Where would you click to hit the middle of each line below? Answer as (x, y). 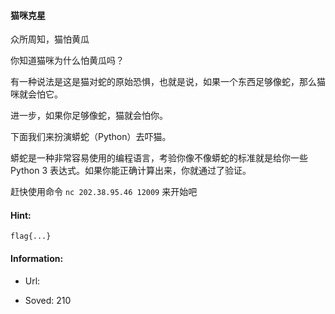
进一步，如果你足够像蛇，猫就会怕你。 (89, 116)
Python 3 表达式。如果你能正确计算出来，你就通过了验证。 (131, 171)
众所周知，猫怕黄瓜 (50, 39)
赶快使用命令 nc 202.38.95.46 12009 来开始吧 (104, 192)
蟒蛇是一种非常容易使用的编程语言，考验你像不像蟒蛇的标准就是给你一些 (159, 158)
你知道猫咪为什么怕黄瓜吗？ (67, 61)
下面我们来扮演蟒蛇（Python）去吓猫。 (91, 137)
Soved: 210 (48, 300)
